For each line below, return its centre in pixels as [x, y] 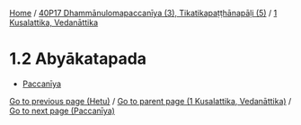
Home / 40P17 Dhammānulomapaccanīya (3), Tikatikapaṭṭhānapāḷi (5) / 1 [143, 13]
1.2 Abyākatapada [78, 59]
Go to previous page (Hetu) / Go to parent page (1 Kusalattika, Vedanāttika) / [150, 101]
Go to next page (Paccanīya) [62, 111]
